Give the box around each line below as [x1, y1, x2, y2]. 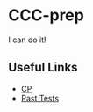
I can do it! [8, 34, 46, 45]
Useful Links [8, 60, 78, 75]
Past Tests [20, 93, 59, 103]
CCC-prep [8, 5, 84, 26]
